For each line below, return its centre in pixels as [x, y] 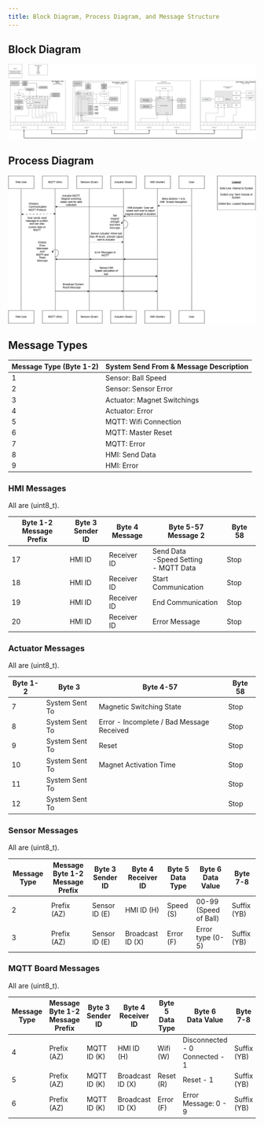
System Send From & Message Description [177, 366]
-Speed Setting [177, 559]
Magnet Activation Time [137, 765]
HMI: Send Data [131, 454]
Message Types [48, 345]
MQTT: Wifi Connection [144, 422]
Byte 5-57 [186, 527]
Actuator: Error [129, 410]
